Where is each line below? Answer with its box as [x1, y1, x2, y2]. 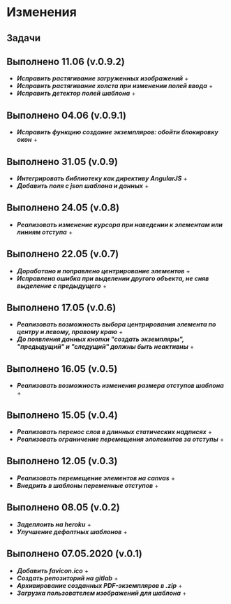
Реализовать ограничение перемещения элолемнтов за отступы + [16, 435, 225, 444]
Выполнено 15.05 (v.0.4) [6, 409, 118, 421]
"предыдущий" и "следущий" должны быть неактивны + [16, 343, 195, 351]
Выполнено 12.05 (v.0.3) [6, 455, 118, 467]
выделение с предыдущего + [16, 281, 107, 290]
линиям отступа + [16, 228, 73, 236]
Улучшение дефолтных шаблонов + [16, 527, 128, 535]
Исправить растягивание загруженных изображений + [16, 74, 189, 82]
